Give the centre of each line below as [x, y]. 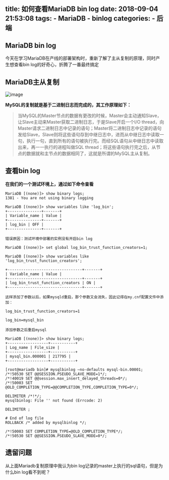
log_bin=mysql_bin [24, 320]
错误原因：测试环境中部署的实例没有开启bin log [49, 239]
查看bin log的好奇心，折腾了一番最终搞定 [57, 65]
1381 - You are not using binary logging [49, 198]
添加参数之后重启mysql [26, 330]
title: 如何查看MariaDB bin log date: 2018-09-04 [82, 9]
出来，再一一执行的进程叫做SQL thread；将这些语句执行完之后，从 [87, 147]
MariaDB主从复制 [32, 82]
